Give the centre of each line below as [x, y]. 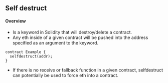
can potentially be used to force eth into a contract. [65, 75]
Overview [16, 21]
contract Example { [26, 52]
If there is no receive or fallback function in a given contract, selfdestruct [88, 70]
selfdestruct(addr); [31, 56]
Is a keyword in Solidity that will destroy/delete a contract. [72, 32]
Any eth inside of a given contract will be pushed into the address [80, 37]
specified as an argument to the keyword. [55, 42]
